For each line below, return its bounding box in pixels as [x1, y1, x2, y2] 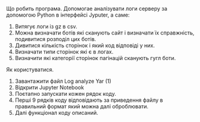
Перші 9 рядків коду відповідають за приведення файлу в [14, 96, 163, 104]
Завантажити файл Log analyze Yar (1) [14, 77, 112, 85]
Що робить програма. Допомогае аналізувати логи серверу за [6, 5, 168, 12]
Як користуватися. [6, 66, 54, 73]
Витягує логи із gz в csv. [14, 23, 78, 30]
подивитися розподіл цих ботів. [14, 36, 96, 42]
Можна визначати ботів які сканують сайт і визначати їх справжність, [14, 29, 195, 36]
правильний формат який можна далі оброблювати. [14, 103, 149, 110]
